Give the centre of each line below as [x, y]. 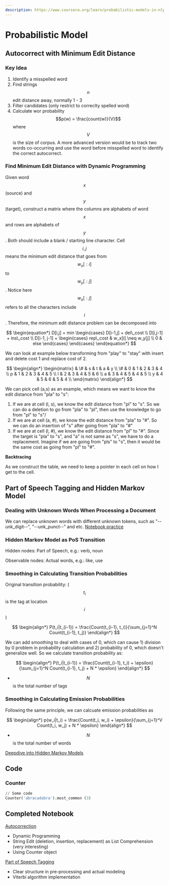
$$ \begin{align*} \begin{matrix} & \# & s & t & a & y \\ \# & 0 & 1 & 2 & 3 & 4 [84, 368]
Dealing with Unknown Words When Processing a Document [80, 510]
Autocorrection [21, 826]
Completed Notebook [39, 814]
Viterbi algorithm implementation [46, 877]
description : [19, 10]
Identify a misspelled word [40, 79]
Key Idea [16, 68]
